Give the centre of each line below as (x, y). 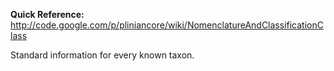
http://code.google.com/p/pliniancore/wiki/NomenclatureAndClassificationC (167, 25)
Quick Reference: (47, 14)
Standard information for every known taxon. (102, 55)
